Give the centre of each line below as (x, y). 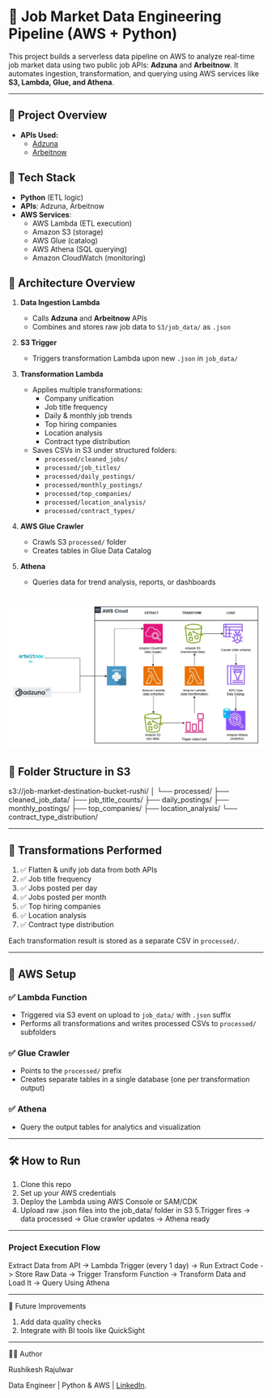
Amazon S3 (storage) (68, 231)
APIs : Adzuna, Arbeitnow (62, 205)
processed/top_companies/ (88, 494)
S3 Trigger (38, 343)
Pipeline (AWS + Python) (93, 34)
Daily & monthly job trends (88, 416)
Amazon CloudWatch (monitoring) (89, 257)
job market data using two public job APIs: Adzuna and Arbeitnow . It (123, 65)
